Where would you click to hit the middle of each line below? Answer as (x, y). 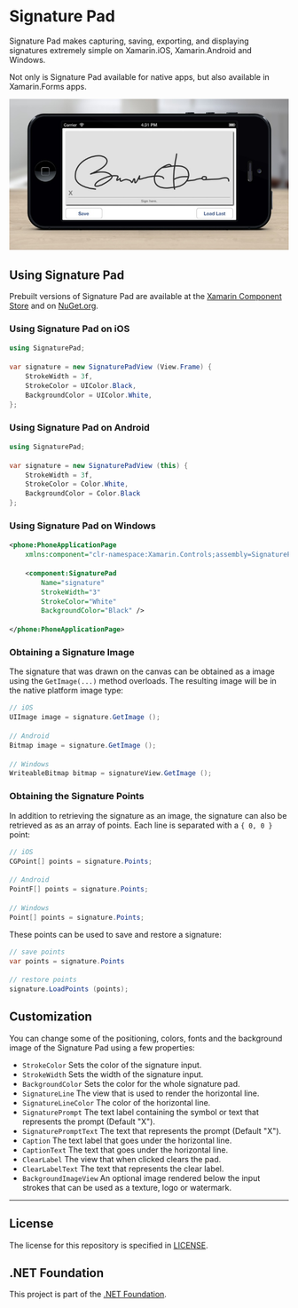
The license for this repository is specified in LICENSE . (109, 1245)
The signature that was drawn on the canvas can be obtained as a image (142, 671)
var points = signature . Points (67, 961)
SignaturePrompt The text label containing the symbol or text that (141, 1112)
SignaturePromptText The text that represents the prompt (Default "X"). (152, 1130)
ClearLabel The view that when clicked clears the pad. (122, 1159)
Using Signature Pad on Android (80, 427)
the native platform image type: (67, 691)
